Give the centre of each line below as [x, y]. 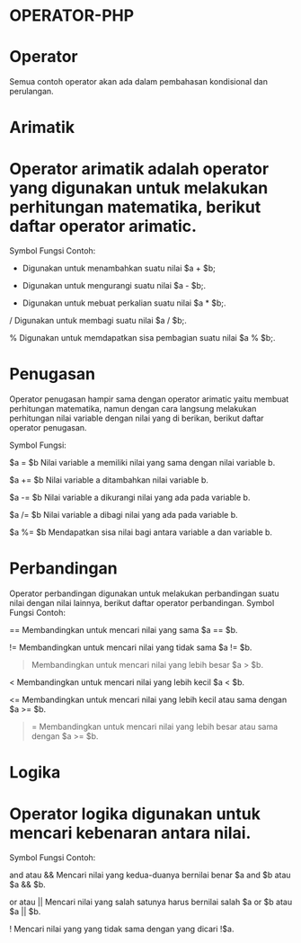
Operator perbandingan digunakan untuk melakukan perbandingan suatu [145, 593]
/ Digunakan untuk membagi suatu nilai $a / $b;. [98, 321]
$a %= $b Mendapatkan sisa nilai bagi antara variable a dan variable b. [141, 532]
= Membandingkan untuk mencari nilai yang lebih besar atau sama [155, 727]
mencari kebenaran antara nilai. [130, 833]
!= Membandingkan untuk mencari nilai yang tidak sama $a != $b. [131, 647]
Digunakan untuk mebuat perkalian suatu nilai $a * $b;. [124, 303]
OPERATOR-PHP [72, 16]
